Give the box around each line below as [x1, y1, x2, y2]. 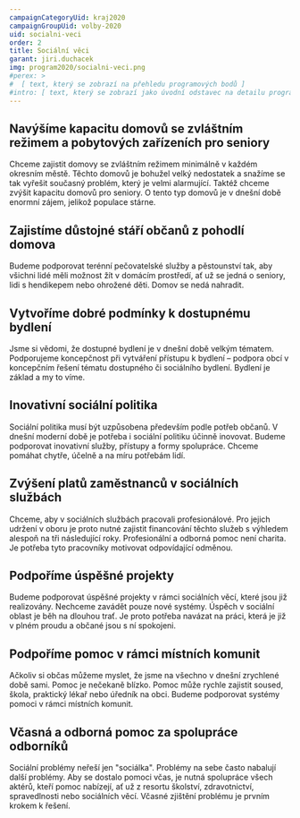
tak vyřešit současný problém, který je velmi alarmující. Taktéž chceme [9, 178, 270, 189]
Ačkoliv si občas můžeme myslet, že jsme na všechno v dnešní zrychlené [9, 670, 279, 681]
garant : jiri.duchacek [9, 55, 94, 64]
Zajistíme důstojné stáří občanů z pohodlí [9, 223, 245, 238]
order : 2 [9, 38, 42, 47]
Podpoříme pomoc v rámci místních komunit [9, 646, 261, 661]
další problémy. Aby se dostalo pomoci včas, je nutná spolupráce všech [9, 771, 273, 782]
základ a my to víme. [9, 371, 86, 382]
